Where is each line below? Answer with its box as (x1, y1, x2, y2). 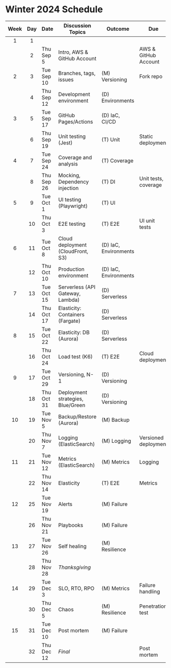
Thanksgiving (58, 563, 91, 570)
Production (58, 266, 85, 273)
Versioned (139, 434, 164, 441)
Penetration (139, 603, 167, 610)
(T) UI (101, 199, 116, 206)
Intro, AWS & (58, 49, 89, 56)
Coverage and (58, 154, 93, 161)
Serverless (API (58, 283, 96, 291)
